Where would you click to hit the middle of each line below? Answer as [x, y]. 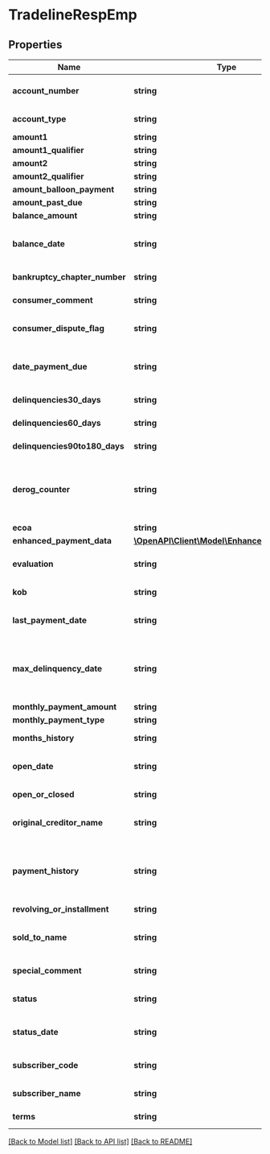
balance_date [39, 244]
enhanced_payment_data [62, 541]
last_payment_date [49, 620]
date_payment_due [50, 366]
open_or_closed [43, 794]
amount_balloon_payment [63, 189]
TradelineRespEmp [73, 15]
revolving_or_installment [61, 909]
